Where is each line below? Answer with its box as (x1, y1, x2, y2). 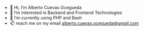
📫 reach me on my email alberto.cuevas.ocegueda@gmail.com (9, 20, 139, 26)
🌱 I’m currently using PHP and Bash (9, 15, 82, 20)
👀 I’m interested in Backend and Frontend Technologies (9, 10, 122, 15)
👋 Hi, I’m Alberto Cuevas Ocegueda (9, 5, 82, 10)
